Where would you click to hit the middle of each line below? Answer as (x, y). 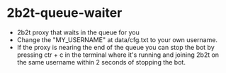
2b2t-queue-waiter (64, 13)
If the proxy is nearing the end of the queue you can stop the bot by (116, 47)
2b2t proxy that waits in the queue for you (78, 32)
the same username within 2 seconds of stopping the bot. (101, 62)
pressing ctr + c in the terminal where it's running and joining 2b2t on (118, 55)
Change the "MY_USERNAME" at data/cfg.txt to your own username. (117, 39)
